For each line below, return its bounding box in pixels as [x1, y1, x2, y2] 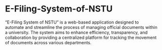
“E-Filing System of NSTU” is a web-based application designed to [5, 19, 139, 25]
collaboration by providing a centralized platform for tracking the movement [5, 35, 157, 40]
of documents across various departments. [5, 39, 91, 45]
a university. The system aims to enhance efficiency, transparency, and [5, 29, 148, 35]
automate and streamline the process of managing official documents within [5, 24, 158, 30]
